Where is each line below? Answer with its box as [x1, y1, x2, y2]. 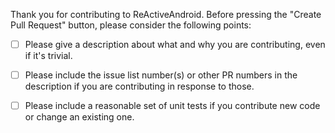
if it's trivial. [24, 50, 73, 62]
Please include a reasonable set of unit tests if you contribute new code [24, 100, 321, 112]
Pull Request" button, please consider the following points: [10, 19, 252, 31]
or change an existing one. [24, 111, 135, 123]
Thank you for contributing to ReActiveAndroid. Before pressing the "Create [10, 9, 322, 20]
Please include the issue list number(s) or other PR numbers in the [24, 69, 298, 81]
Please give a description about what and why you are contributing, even [24, 39, 326, 50]
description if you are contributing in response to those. [24, 80, 255, 93]
